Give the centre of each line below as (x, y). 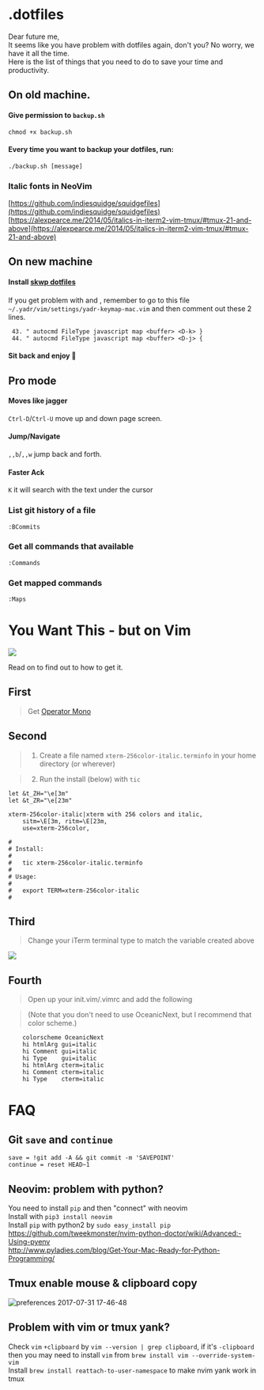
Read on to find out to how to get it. (66, 667)
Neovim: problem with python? (86, 1189)
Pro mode (32, 380)
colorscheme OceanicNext (63, 1038)
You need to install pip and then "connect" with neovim (98, 1208)
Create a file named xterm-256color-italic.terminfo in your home (148, 755)
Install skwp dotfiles (42, 282)
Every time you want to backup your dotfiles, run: (91, 150)
